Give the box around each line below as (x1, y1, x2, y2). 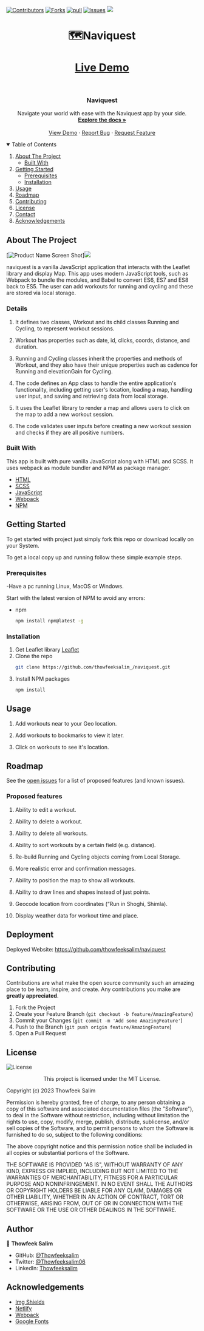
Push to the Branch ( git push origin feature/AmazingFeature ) (15, 1023, 172, 1030)
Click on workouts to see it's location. (15, 743, 109, 751)
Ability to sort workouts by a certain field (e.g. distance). (15, 841, 156, 848)
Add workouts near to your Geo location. (15, 720, 117, 727)
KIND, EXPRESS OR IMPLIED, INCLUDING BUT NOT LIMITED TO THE (6, 1168, 178, 1175)
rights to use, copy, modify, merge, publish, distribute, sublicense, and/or (6, 1118, 189, 1126)
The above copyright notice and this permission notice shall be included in (6, 1143, 192, 1150)
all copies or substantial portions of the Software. (6, 1149, 129, 1157)
